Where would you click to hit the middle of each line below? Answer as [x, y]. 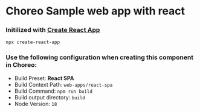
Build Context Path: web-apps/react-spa [63, 84]
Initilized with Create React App [53, 30]
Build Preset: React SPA [44, 78]
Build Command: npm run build [53, 91]
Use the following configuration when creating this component [100, 57]
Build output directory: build [50, 97]
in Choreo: [21, 65]
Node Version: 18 [36, 104]
